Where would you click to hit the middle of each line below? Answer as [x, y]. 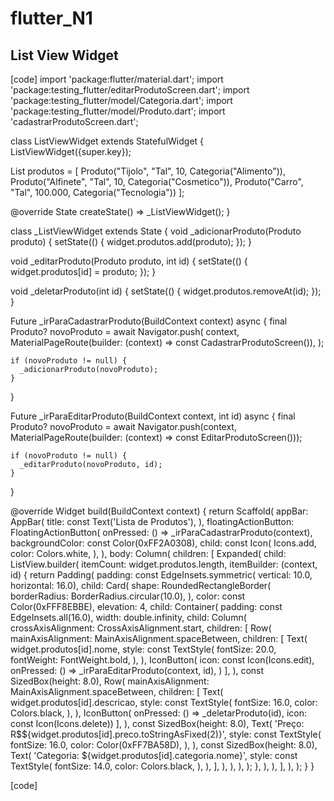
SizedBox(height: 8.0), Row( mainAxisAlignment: [110, 681]
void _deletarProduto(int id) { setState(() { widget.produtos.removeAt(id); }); [166, 291]
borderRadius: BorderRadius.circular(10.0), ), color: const [128, 596]
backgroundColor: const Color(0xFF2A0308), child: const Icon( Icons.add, [163, 543]
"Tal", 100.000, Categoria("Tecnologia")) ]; [97, 192]
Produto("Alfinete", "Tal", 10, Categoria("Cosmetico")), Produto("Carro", [157, 181]
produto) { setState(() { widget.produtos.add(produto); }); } [131, 241]
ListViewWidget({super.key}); [71, 151]
